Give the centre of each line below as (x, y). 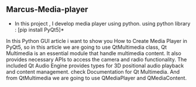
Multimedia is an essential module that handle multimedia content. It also (94, 53)
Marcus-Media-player (47, 10)
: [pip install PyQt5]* (39, 30)
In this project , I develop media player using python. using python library (102, 23)
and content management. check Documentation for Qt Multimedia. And (93, 71)
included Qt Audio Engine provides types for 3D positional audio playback (95, 66)
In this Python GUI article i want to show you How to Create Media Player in (97, 41)
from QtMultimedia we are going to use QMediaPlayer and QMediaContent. (97, 78)
